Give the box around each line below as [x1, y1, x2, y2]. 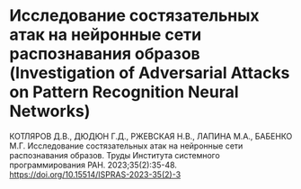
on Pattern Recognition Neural [9, 82, 240, 103]
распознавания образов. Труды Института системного [9, 149, 220, 160]
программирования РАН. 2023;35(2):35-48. [9, 159, 178, 170]
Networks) [9, 101, 91, 121]
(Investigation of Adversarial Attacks [9, 63, 290, 84]
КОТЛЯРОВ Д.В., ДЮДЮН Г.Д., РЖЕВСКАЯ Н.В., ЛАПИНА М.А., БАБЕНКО [9, 130, 293, 141]
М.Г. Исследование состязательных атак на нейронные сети [9, 140, 243, 151]
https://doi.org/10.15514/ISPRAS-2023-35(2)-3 [9, 168, 181, 180]
